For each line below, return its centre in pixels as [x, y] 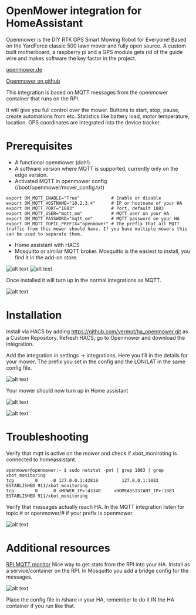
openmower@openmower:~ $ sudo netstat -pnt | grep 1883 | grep [85, 470]
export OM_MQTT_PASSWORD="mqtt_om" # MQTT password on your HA [93, 218]
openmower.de [24, 69]
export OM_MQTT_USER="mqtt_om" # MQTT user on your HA [87, 213]
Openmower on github [33, 81]
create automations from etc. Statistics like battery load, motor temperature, [98, 116]
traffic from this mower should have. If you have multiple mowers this [97, 229]
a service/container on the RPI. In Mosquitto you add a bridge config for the [97, 570]
